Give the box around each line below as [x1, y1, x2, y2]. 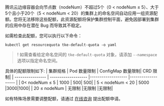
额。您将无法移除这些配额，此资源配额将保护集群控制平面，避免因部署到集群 [5, 17, 159, 22]
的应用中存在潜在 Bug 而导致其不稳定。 [5, 22, 84, 28]
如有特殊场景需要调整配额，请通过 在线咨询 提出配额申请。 [5, 96, 123, 101]
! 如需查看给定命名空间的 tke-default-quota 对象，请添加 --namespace [17, 52, 158, 57]
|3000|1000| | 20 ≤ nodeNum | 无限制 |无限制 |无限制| [5, 86, 113, 91]
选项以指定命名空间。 [17, 58, 60, 63]
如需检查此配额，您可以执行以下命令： [5, 33, 82, 38]
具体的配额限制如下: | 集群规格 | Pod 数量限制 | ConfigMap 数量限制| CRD [5, 68, 152, 74]
